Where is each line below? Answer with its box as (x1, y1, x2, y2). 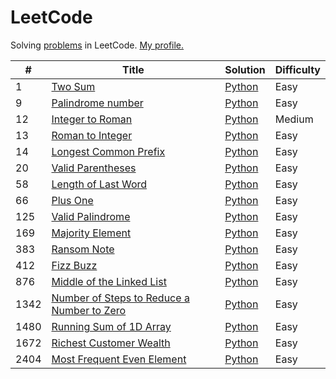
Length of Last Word (51, 177, 148, 191)
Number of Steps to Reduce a (51, 291, 190, 305)
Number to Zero (51, 303, 127, 317)
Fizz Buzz (51, 258, 98, 272)
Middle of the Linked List (51, 274, 167, 288)
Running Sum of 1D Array (51, 319, 172, 333)
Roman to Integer (51, 128, 133, 142)
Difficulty (274, 62, 321, 76)
